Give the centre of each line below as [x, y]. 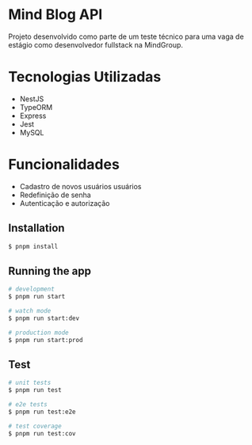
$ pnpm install [33, 246]
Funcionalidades [64, 165]
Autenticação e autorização [65, 203]
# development [32, 289]
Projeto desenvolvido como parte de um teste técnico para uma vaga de [126, 36]
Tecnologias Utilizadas [85, 77]
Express [33, 116]
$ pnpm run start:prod [46, 340]
